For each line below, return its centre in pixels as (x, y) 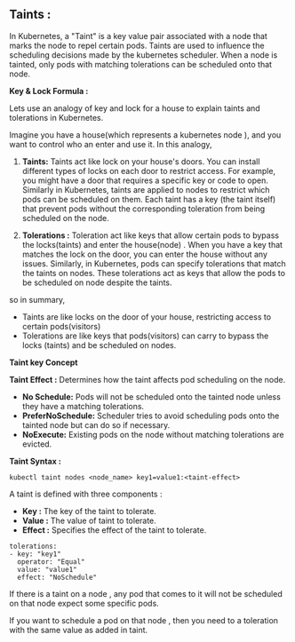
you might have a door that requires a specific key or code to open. (145, 180)
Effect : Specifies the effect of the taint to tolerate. (114, 530)
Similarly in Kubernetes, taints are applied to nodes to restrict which (146, 189)
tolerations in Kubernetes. (56, 117)
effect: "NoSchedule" (57, 577)
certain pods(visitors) (61, 326)
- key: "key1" (36, 554)
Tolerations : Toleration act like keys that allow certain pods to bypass (151, 235)
